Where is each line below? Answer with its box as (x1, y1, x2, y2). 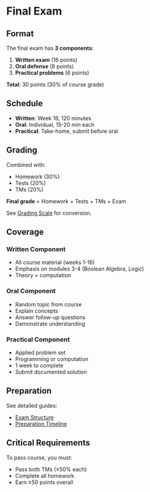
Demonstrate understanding (15, 320, 86, 327)
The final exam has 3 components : (6, 44, 94, 52)
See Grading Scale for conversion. (6, 209, 92, 217)
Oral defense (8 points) (15, 62, 74, 70)
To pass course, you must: (6, 454, 73, 461)
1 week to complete (15, 362, 64, 369)
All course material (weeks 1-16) (15, 259, 95, 266)
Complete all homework (15, 472, 74, 479)
